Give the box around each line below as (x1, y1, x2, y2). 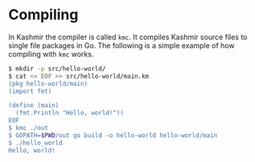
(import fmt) (8, 87, 52, 95)
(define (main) (8, 102, 60, 110)
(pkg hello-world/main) (8, 79, 88, 87)
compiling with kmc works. (8, 49, 94, 59)
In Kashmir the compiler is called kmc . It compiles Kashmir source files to (8, 32, 248, 42)
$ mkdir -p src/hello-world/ (8, 64, 106, 73)
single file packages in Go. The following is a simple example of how (8, 40, 235, 50)
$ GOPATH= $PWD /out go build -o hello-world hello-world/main (8, 131, 218, 140)
